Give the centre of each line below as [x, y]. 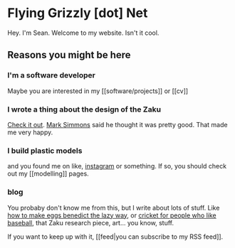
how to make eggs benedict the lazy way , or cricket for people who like [112, 215]
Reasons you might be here [69, 55]
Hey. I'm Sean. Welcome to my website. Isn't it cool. [83, 33]
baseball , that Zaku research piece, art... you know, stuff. [91, 222]
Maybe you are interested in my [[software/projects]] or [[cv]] [98, 91]
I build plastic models [45, 151]
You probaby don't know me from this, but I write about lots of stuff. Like [114, 207]
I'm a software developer [52, 75]
